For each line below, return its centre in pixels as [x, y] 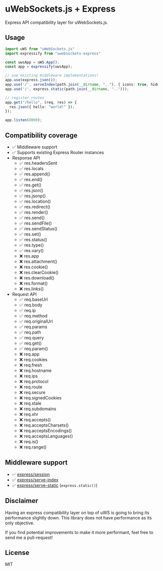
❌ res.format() [33, 283]
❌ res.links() [32, 289]
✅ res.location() [35, 201]
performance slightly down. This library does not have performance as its [78, 518]
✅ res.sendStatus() [38, 228]
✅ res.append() [35, 174]
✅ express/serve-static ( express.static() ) [55, 485]
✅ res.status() [33, 240]
